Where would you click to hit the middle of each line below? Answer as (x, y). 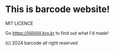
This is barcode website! (58, 9)
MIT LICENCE (19, 23)
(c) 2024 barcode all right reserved (41, 43)
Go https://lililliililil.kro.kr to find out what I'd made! (57, 33)
